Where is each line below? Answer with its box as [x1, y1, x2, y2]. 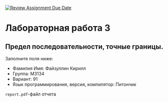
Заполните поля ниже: [5, 56, 54, 61]
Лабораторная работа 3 [5, 23, 111, 34]
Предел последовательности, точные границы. [5, 42, 163, 51]
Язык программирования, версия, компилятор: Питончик [12, 81, 137, 87]
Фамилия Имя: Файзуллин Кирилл [12, 65, 87, 71]
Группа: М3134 [12, 71, 45, 76]
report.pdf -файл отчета [5, 91, 56, 97]
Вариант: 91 [12, 76, 38, 82]
